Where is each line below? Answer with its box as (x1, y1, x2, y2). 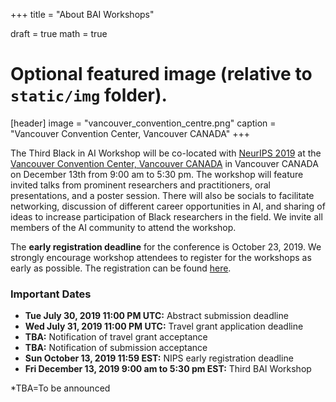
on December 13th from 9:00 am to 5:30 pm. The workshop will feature (10, 168, 304, 180)
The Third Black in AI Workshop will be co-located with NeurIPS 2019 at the (10, 147, 322, 159)
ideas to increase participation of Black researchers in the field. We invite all (10, 210, 323, 223)
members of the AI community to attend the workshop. (10, 221, 237, 233)
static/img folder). (10, 84, 168, 107)
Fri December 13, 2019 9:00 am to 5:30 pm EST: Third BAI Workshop (24, 363, 312, 375)
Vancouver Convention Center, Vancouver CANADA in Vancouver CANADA (10, 157, 319, 169)
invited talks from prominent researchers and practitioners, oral (10, 179, 271, 191)
